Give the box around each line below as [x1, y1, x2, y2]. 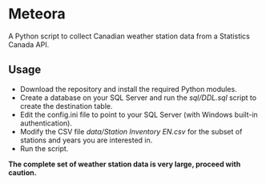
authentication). [19, 118, 72, 128]
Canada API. [8, 39, 50, 49]
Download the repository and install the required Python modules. [19, 84, 238, 94]
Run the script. [19, 143, 69, 153]
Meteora [8, 5, 66, 23]
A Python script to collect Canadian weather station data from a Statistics [8, 31, 251, 41]
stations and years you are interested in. [19, 135, 153, 145]
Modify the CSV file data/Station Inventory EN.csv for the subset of [19, 126, 243, 136]
